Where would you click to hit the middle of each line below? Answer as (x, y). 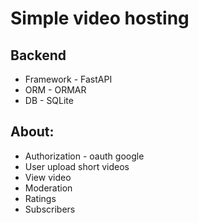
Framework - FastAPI (68, 79)
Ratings (40, 198)
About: (32, 132)
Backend (38, 55)
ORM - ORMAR (55, 90)
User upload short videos (77, 166)
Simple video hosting (100, 18)
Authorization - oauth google (84, 156)
